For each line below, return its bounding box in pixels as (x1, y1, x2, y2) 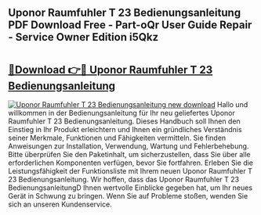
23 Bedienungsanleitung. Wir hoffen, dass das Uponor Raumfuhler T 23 (8, 175, 240, 184)
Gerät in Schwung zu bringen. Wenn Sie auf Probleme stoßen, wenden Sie (8, 192, 248, 200)
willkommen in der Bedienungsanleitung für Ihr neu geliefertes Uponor (8, 109, 235, 117)
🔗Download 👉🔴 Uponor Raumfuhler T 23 (8, 63, 213, 77)
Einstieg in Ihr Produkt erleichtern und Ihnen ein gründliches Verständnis (8, 125, 242, 134)
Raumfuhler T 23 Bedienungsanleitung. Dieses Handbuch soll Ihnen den (8, 116, 241, 126)
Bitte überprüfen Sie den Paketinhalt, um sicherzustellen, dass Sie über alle (8, 150, 251, 159)
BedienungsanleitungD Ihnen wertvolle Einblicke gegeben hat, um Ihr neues (8, 183, 253, 192)
